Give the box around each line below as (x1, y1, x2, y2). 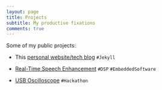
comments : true (6, 25, 45, 32)
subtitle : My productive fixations (6, 20, 96, 26)
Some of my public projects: (6, 42, 76, 49)
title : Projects (6, 14, 47, 20)
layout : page (6, 8, 39, 15)
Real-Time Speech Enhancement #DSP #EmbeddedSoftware (14, 65, 157, 73)
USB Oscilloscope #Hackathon (14, 77, 89, 84)
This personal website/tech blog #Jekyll (14, 53, 116, 61)
